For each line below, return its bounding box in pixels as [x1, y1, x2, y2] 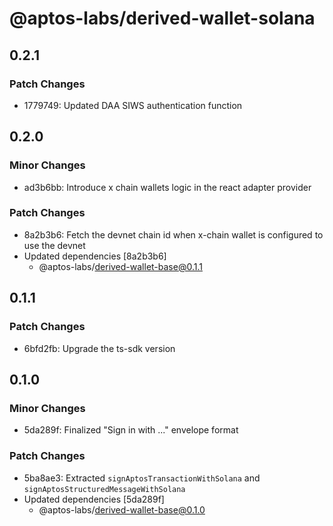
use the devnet [23, 239, 86, 251]
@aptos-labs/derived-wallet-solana [9, 7, 316, 30]
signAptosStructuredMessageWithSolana [23, 484, 186, 494]
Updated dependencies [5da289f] [23, 493, 165, 505]
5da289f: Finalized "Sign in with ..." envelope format [23, 424, 239, 436]
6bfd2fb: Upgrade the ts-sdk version [23, 342, 176, 354]
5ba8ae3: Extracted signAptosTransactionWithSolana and [23, 472, 261, 484]
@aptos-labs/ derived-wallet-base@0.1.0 [38, 503, 206, 516]
